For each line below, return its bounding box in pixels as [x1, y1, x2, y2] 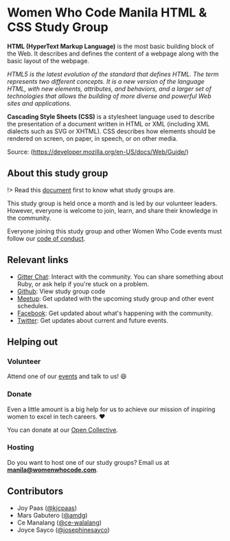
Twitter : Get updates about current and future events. [16, 316, 168, 324]
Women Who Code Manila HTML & [7, 5, 207, 21]
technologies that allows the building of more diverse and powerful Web [7, 91, 211, 100]
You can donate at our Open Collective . [7, 426, 119, 434]
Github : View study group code [16, 287, 106, 295]
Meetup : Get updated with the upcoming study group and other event [16, 294, 214, 303]
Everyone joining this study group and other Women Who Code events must [7, 227, 222, 235]
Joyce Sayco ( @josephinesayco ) [16, 525, 110, 533]
